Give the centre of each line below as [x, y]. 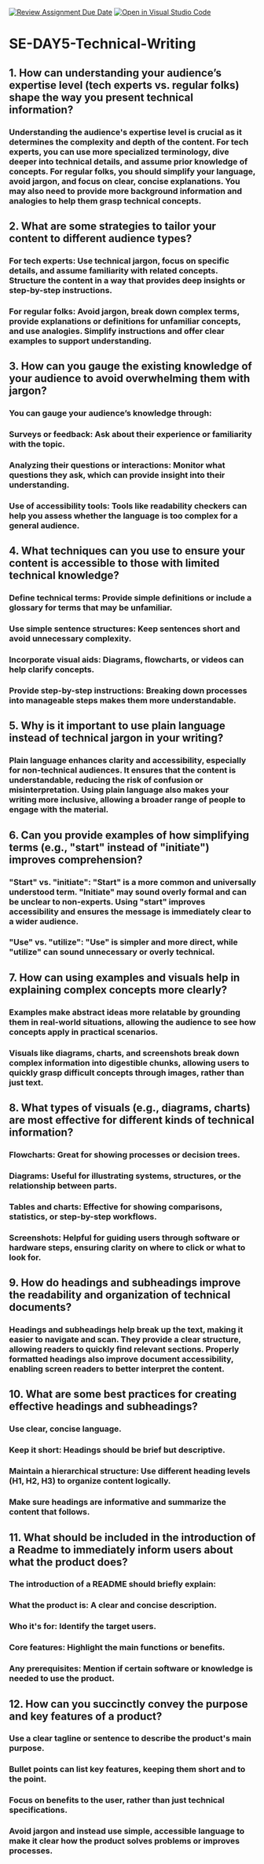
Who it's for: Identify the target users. [82, 1627]
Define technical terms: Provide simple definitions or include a [130, 598]
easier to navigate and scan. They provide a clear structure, [125, 1340]
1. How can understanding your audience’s [115, 73]
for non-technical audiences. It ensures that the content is [123, 770]
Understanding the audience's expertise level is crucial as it [125, 132]
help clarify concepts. [52, 670]
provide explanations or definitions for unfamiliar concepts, [125, 321]
